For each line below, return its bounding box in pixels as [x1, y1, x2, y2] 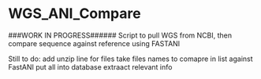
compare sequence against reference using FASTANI [8, 38, 181, 48]
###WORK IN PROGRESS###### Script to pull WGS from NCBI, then [8, 31, 233, 40]
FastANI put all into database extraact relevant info [8, 62, 173, 71]
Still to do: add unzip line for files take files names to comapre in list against [8, 54, 254, 63]
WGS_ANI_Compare [8, 5, 141, 23]
